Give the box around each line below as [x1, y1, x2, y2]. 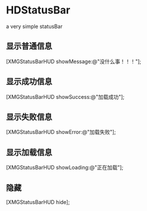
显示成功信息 [6, 77, 52, 87]
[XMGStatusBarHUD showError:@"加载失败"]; [6, 129, 116, 136]
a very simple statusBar [6, 23, 63, 30]
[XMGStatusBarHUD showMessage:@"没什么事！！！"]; [6, 58, 142, 65]
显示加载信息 [6, 147, 52, 157]
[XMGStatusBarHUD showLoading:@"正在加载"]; [6, 164, 124, 171]
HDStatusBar [6, 4, 71, 17]
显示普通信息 [6, 41, 52, 51]
